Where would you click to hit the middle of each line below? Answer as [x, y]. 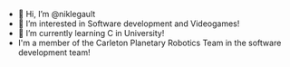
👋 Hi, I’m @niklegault [57, 14]
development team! [54, 53]
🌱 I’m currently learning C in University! [91, 33]
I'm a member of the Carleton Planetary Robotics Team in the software [150, 43]
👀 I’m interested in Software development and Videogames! [129, 24]
